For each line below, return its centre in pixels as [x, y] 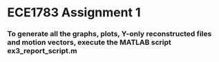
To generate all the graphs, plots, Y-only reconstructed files [109, 34]
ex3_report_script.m [42, 51]
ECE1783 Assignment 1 [74, 13]
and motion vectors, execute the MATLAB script [89, 42]
